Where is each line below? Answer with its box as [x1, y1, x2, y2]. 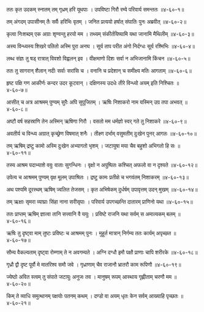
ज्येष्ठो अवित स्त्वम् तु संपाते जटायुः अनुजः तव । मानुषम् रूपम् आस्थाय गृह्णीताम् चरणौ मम [6, 273, 172, 280]
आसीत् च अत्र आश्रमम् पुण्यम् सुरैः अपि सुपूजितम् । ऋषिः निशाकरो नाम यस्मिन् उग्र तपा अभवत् [6, 99, 183, 105]
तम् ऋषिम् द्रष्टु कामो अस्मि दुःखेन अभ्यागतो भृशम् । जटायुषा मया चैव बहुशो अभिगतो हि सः [6, 142, 176, 150]
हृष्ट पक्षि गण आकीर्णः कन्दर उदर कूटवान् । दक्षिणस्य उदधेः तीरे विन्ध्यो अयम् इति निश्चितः [6, 80, 175, 86]
